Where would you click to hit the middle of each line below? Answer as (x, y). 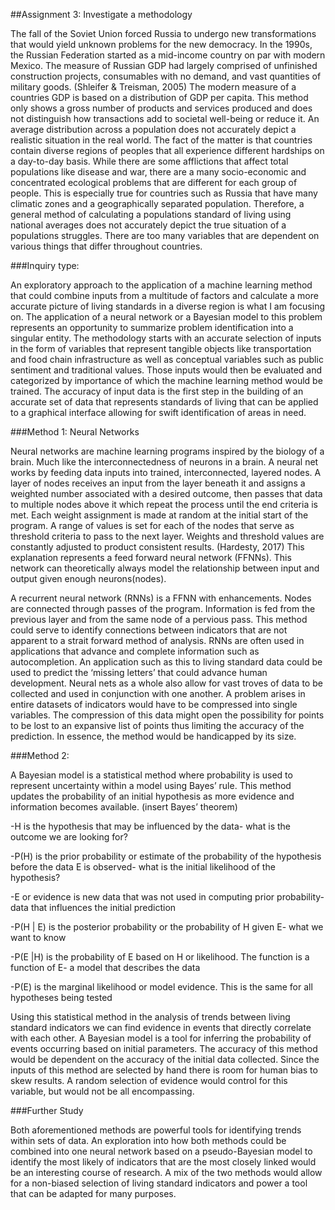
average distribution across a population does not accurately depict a (153, 129)
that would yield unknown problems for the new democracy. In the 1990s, (161, 44)
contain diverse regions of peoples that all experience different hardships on (167, 150)
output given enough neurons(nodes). (88, 578)
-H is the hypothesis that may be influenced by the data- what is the (150, 826)
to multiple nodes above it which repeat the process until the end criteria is (164, 504)
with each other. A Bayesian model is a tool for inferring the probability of (161, 1038)
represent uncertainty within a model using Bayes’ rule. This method (151, 785)
